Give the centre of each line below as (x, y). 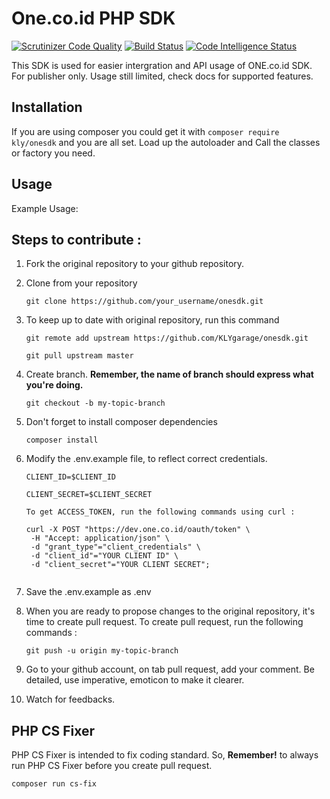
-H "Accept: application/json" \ (100, 538)
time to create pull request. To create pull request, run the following (164, 622)
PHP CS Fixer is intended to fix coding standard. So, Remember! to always (165, 755)
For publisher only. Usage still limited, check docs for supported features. (162, 76)
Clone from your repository (81, 283)
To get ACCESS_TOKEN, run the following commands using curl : (160, 512)
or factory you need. (53, 153)
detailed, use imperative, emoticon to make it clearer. (135, 680)
